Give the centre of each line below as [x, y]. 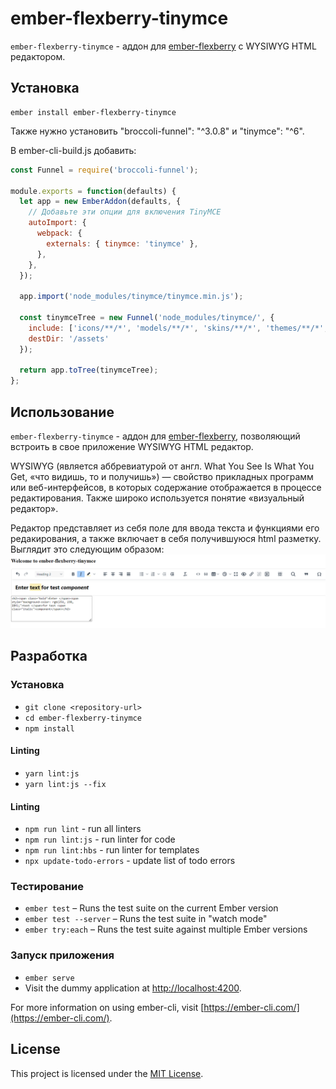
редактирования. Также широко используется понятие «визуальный [157, 498]
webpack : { [59, 233]
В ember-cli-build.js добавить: [73, 150]
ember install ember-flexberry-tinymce [93, 112]
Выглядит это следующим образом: [87, 549]
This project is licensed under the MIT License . [107, 1073]
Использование [62, 412]
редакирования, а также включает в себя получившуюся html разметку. [166, 538]
